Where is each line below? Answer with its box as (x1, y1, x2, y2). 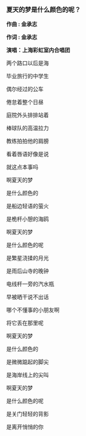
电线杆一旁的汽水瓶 (6, 280, 55, 288)
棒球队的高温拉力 (6, 124, 49, 132)
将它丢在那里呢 (6, 319, 44, 327)
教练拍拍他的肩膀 (6, 138, 49, 145)
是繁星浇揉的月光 (6, 254, 49, 262)
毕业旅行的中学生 (6, 72, 49, 80)
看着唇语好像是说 (6, 150, 49, 158)
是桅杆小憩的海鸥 (6, 215, 49, 223)
